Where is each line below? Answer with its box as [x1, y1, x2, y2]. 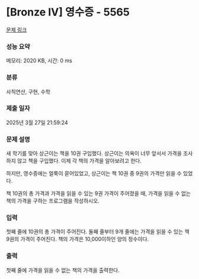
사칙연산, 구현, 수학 [6, 88, 50, 95]
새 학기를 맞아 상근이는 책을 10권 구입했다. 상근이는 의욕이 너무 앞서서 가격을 [6, 150, 182, 157]
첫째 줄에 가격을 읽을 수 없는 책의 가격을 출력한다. [6, 267, 120, 274]
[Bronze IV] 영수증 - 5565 [6, 5, 130, 19]
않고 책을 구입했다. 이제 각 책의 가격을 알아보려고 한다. [17, 157, 142, 164]
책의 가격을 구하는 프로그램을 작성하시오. [6, 197, 99, 205]
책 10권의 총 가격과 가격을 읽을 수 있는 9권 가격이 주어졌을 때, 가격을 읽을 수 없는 [6, 190, 191, 197]
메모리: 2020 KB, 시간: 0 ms [6, 57, 72, 64]
